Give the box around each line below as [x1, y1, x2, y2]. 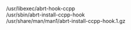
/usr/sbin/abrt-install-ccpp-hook [6, 11, 86, 18]
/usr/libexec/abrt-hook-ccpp [6, 5, 76, 12]
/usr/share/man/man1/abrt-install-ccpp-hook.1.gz [6, 18, 126, 24]
